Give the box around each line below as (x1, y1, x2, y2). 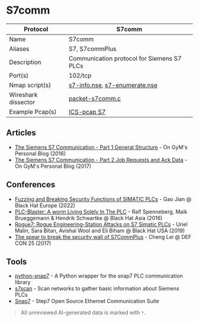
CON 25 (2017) (14, 240, 52, 247)
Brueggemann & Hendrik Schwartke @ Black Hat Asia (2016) (14, 214, 163, 221)
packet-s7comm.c (68, 94, 121, 103)
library (14, 279, 31, 286)
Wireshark (9, 90, 38, 98)
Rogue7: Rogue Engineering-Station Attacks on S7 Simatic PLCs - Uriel (14, 221, 188, 228)
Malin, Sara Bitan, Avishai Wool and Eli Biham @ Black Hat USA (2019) (14, 227, 185, 234)
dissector (9, 98, 36, 106)
